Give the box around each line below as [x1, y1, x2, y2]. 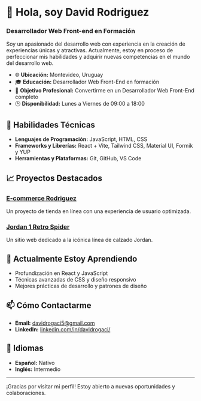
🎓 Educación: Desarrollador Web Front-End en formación [14, 78, 160, 86]
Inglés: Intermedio [14, 366, 61, 373]
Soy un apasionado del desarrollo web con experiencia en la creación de [6, 40, 185, 47]
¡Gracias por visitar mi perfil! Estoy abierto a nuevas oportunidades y [6, 382, 175, 390]
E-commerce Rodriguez [6, 194, 77, 202]
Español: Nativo [14, 359, 55, 366]
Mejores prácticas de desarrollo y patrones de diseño [14, 282, 147, 290]
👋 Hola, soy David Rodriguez [6, 5, 150, 19]
